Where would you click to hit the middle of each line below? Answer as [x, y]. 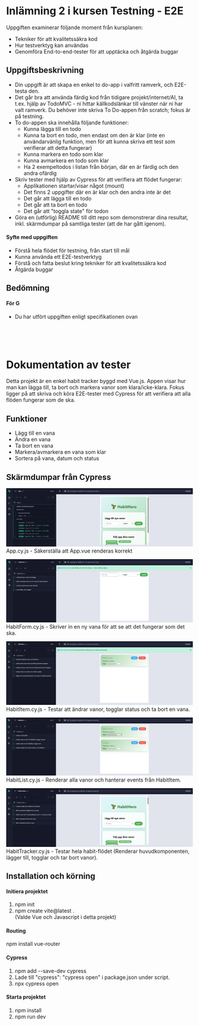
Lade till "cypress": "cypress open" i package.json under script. [92, 977]
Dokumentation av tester [69, 365]
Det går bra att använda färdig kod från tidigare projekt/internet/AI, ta [99, 97]
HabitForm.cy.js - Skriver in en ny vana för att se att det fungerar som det [95, 626]
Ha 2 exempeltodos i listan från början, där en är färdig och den [101, 167]
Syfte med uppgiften [32, 237]
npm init [25, 905]
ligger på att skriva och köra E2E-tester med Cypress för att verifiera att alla [98, 394]
